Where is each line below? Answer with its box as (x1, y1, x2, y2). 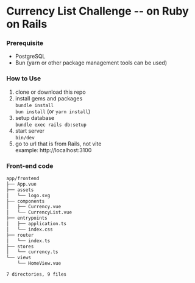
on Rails (6, 17, 48, 31)
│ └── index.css (6, 226, 53, 232)
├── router (6, 232, 34, 238)
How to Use (6, 74, 41, 83)
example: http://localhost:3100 (15, 146, 92, 153)
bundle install (15, 102, 54, 108)
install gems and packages (15, 94, 83, 102)
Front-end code (6, 161, 54, 170)
